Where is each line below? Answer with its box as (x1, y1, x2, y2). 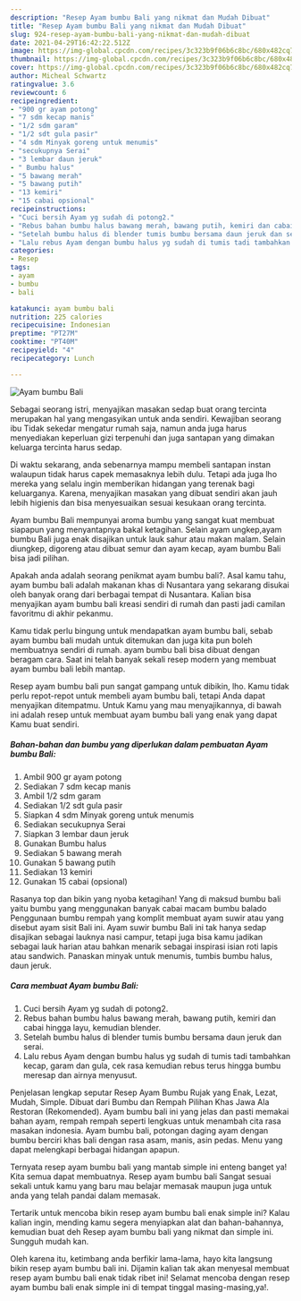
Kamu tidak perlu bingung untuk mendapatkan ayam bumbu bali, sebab (10, 625, 273, 636)
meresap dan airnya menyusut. (22, 1069, 138, 1080)
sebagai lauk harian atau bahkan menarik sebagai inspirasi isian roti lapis (10, 941, 279, 952)
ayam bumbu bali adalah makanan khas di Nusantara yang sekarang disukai (10, 579, 289, 590)
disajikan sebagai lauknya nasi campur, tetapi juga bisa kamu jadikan (10, 931, 263, 942)
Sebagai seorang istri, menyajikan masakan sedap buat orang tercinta (10, 404, 267, 415)
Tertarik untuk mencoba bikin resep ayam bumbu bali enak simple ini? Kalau (10, 1207, 290, 1218)
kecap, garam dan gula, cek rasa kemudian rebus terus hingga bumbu (22, 1060, 281, 1071)
